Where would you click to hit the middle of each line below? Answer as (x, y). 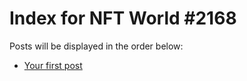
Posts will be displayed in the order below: (96, 46)
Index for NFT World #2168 (123, 18)
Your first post (53, 65)
